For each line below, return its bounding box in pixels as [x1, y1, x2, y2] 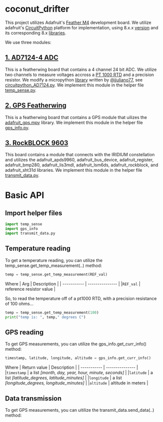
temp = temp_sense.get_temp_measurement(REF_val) [5, 272, 108, 277]
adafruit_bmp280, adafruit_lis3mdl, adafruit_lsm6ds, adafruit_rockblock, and [5, 162, 158, 168]
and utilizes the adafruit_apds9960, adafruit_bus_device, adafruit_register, [5, 157, 154, 163]
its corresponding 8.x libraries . [5, 30, 67, 36]
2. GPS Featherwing [5, 101, 67, 110]
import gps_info [5, 226, 38, 231]
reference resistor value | [5, 286, 56, 292]
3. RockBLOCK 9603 [5, 139, 69, 147]
